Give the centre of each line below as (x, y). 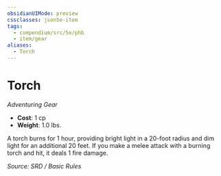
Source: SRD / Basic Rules (44, 166)
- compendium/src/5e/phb (49, 33)
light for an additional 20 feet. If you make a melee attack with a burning (109, 145)
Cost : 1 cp (31, 118)
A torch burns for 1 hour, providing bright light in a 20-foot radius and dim (111, 138)
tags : (15, 26)
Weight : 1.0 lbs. (39, 125)
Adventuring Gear (33, 104)
